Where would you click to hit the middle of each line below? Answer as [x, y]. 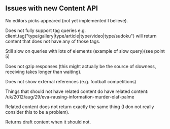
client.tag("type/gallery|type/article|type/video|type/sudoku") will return [81, 36]
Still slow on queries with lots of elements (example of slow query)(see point [85, 51]
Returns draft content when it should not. [48, 122]
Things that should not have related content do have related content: [77, 91]
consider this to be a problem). [37, 112]
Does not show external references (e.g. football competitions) [71, 81]
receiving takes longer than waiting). [43, 72]
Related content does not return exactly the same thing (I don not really [80, 107]
